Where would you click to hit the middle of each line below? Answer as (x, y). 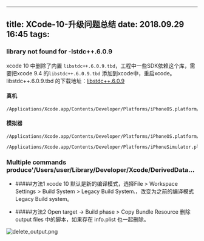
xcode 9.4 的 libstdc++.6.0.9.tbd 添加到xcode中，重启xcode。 (96, 73)
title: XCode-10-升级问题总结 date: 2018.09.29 (95, 25)
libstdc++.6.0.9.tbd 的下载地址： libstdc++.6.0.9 (66, 81)
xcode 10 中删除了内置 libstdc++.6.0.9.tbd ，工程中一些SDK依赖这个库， (98, 66)
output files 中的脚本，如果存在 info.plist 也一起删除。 (82, 220)
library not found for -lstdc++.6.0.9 (59, 52)
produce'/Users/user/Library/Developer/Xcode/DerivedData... (100, 170)
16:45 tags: (28, 34)
